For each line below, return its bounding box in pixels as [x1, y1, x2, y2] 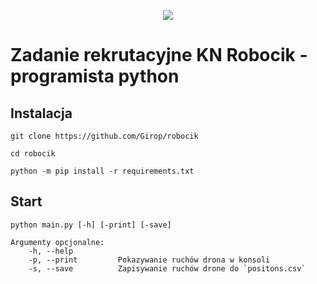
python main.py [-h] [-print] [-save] [10, 220, 172, 230]
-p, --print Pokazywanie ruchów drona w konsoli [28, 255, 271, 265]
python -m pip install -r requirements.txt [10, 166, 195, 176]
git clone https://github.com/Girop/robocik [10, 131, 199, 141]
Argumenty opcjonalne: [10, 237, 105, 247]
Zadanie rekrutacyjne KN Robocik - [10, 44, 308, 67]
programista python [10, 65, 180, 88]
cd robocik [10, 149, 56, 159]
